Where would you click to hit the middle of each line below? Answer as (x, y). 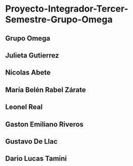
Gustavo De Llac (32, 141)
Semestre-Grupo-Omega (59, 19)
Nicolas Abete (28, 73)
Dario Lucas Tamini (36, 159)
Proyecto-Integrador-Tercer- (67, 9)
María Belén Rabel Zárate (46, 90)
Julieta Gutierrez (32, 55)
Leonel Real (24, 107)
